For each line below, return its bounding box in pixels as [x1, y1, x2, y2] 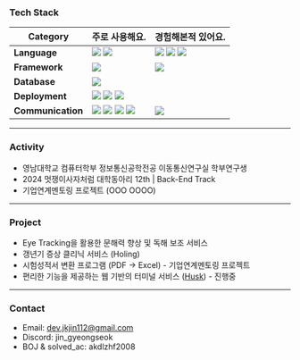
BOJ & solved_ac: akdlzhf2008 [21, 341, 136, 352]
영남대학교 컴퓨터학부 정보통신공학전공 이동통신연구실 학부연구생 [21, 163, 247, 173]
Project [9, 216, 42, 229]
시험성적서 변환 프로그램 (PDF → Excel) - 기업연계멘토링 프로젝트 [21, 259, 251, 270]
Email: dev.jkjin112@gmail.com [21, 322, 134, 333]
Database [13, 76, 56, 88]
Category [28, 30, 70, 43]
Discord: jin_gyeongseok [21, 332, 113, 343]
